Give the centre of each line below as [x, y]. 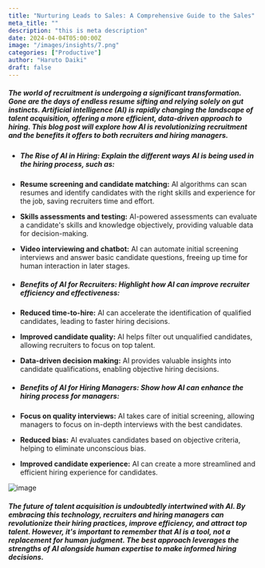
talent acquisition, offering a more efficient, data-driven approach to [125, 118]
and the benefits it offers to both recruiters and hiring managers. [119, 136]
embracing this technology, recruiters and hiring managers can [116, 515]
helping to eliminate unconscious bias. [83, 448]
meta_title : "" [34, 23]
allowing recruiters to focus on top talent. [87, 345]
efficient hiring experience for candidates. [89, 472]
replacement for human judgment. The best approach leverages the [124, 540]
